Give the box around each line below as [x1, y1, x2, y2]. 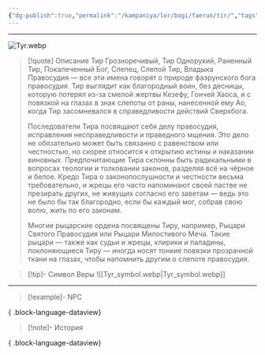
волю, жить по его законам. [27, 205, 122, 215]
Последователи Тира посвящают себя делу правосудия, [27, 121, 219, 131]
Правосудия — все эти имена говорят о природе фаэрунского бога [27, 73, 256, 82]
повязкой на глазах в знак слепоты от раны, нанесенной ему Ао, [27, 98, 247, 107]
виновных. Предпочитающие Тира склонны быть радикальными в [27, 155, 252, 164]
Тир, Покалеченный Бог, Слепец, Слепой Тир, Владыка [27, 64, 215, 73]
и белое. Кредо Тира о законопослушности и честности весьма [27, 171, 244, 181]
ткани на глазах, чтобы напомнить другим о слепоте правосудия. [27, 254, 250, 263]
